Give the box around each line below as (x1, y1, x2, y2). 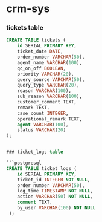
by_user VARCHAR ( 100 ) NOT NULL (17, 205, 96, 211)
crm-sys (6, 2, 50, 16)
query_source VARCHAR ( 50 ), (17, 76, 85, 83)
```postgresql (6, 160, 42, 166)
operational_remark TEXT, (17, 116, 83, 122)
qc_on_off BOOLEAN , (17, 65, 66, 71)
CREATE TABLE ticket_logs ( (6, 165, 77, 171)
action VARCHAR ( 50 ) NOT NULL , (17, 194, 94, 200)
